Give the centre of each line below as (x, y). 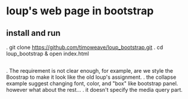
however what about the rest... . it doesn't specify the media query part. (95, 90)
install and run (33, 33)
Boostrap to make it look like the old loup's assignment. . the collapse (91, 77)
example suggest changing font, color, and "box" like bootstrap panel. (92, 83)
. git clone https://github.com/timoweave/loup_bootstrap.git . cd (84, 47)
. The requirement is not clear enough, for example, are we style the (90, 71)
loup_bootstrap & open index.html (48, 54)
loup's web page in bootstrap (80, 11)
